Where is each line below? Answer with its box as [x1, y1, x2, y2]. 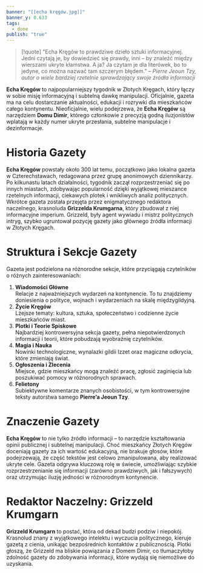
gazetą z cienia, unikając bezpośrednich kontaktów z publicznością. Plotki [6, 540, 191, 547]
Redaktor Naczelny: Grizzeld [6, 495, 153, 509]
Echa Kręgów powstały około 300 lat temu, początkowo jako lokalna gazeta [6, 166, 196, 173]
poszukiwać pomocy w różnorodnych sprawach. [15, 374, 137, 381]
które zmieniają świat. [15, 355, 70, 362]
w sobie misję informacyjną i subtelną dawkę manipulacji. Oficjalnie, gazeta [6, 92, 195, 100]
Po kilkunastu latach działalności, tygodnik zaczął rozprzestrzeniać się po [6, 179, 190, 186]
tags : [6, 20, 20, 26]
